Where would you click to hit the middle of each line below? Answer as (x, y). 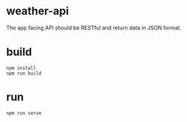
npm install (21, 68)
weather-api (38, 11)
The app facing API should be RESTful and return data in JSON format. (94, 28)
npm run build (24, 73)
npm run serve (24, 113)
